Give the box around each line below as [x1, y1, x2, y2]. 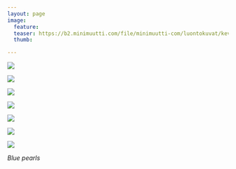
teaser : [13, 29, 37, 37]
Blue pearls [7, 154, 41, 162]
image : [7, 17, 27, 24]
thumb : [13, 36, 33, 43]
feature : [13, 23, 39, 30]
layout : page [7, 10, 46, 18]
